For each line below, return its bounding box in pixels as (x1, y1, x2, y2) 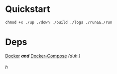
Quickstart (5, 3, 51, 15)
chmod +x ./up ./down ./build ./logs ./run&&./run (5, 20, 113, 25)
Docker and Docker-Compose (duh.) (5, 53, 81, 59)
